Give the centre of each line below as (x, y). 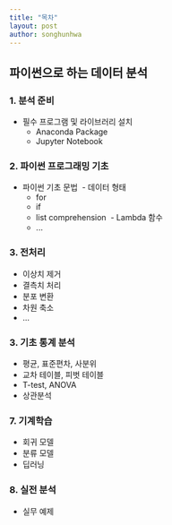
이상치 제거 (42, 273)
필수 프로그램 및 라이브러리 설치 (77, 122)
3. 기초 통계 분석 (43, 342)
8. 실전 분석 (33, 490)
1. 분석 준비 (32, 100)
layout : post (34, 26)
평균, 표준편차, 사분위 (59, 363)
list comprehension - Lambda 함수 (99, 218)
